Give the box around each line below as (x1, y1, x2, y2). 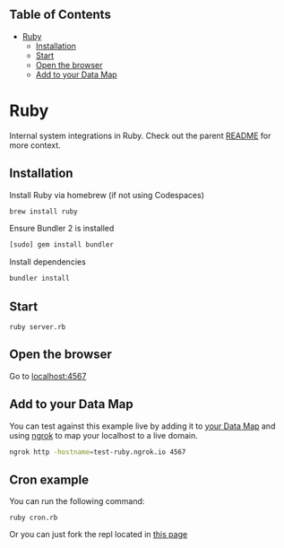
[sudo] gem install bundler (9, 240, 115, 249)
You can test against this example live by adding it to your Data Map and (9, 421, 276, 431)
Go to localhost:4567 (9, 370, 87, 381)
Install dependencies (9, 257, 87, 267)
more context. (9, 139, 61, 151)
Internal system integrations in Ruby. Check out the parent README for (9, 130, 271, 141)
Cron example (9, 472, 90, 487)
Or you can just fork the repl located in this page (9, 529, 188, 540)
